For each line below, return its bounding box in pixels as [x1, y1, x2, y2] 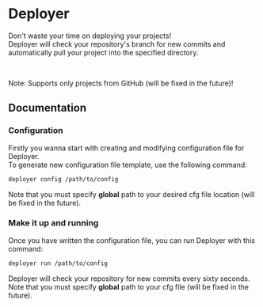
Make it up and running [8, 218, 99, 229]
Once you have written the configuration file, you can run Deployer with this [8, 235, 256, 245]
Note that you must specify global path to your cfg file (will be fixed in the [8, 282, 250, 291]
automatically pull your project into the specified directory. [8, 47, 199, 57]
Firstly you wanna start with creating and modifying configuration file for [8, 143, 245, 153]
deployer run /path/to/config [8, 259, 109, 267]
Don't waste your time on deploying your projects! [8, 31, 172, 40]
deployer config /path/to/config [8, 175, 119, 183]
